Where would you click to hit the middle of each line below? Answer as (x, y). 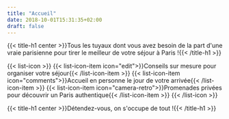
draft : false (26, 26)
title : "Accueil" (32, 13)
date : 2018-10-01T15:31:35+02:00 (55, 20)
